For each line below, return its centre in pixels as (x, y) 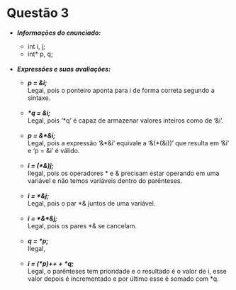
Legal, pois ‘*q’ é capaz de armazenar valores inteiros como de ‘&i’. (125, 120)
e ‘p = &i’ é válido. (54, 150)
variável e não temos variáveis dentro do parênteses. (105, 180)
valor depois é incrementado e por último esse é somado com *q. (123, 279)
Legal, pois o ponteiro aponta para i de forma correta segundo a (121, 90)
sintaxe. (39, 98)
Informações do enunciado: (59, 33)
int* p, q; (40, 54)
